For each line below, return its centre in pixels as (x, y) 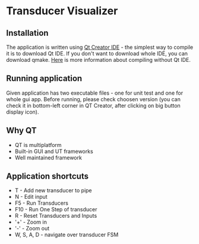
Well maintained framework (48, 157)
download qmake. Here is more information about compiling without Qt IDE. (99, 60)
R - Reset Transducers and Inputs (56, 216)
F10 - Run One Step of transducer (56, 209)
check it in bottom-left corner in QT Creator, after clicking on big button (94, 105)
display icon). (23, 112)
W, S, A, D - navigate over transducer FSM (67, 235)
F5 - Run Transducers (41, 203)
